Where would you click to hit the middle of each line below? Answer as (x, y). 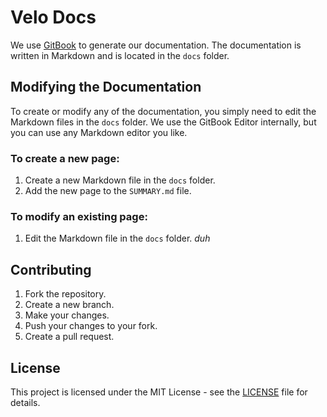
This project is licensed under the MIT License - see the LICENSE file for (159, 392)
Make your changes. (67, 315)
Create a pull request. (69, 337)
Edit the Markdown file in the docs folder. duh (117, 238)
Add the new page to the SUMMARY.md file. (108, 191)
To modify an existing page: (79, 216)
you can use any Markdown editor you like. (99, 132)
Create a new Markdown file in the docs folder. (120, 180)
